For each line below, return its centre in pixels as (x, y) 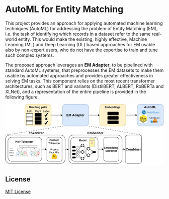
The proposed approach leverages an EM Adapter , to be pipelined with (79, 65)
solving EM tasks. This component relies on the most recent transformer (80, 81)
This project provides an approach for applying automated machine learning (84, 23)
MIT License (18, 191)
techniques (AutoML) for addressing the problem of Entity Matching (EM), (81, 28)
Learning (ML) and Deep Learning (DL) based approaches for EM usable (80, 44)
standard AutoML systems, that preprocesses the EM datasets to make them (84, 70)
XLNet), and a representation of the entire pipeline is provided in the (76, 91)
